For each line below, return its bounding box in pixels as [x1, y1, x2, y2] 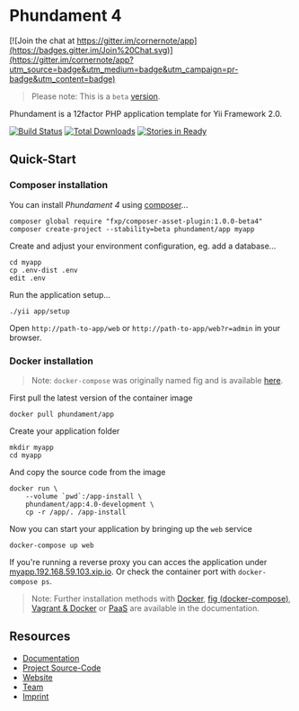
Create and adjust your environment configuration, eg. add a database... [9, 240, 277, 251]
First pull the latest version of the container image [9, 392, 193, 403]
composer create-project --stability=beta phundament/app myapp [9, 224, 255, 234]
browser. [9, 332, 42, 343]
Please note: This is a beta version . [31, 91, 161, 102]
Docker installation [9, 355, 94, 367]
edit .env [9, 274, 47, 283]
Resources [9, 629, 71, 644]
